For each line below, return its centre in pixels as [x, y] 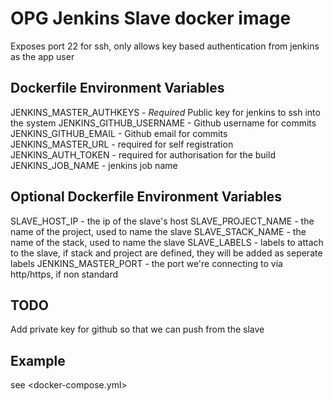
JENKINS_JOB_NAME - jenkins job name [94, 165]
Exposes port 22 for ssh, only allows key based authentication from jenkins [165, 46]
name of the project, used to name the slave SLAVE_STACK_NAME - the [158, 231]
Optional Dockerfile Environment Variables [146, 197]
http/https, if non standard [64, 274]
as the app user [42, 56]
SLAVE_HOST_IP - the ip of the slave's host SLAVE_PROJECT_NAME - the [162, 221]
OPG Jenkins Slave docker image [151, 18]
